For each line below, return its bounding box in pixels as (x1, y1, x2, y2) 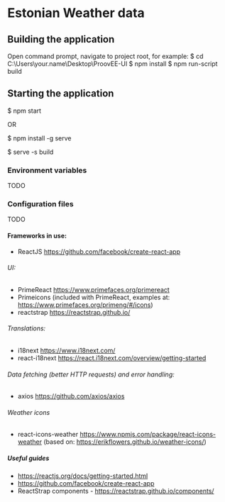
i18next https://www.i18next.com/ (17, 346, 116, 355)
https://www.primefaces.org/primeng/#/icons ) (17, 300, 154, 309)
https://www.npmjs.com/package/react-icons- (79, 430, 216, 439)
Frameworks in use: (7, 232, 67, 240)
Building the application (7, 33, 115, 45)
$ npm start (7, 106, 41, 115)
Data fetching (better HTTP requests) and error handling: (7, 370, 175, 379)
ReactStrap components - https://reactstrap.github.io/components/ (17, 487, 214, 496)
